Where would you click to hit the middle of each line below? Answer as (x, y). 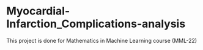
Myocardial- (38, 11)
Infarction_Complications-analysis (96, 24)
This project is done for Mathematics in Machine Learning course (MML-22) (102, 40)
